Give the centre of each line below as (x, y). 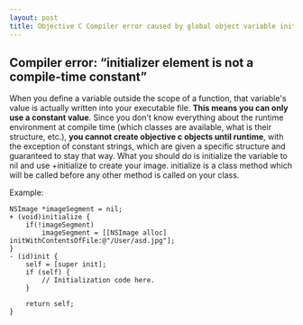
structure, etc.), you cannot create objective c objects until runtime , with (147, 137)
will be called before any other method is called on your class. (124, 175)
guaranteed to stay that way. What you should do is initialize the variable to (149, 156)
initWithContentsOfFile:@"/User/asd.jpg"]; (92, 241)
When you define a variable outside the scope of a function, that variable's (148, 98)
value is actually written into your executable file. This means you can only (149, 108)
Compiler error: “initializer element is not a (132, 63)
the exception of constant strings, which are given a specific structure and (147, 146)
